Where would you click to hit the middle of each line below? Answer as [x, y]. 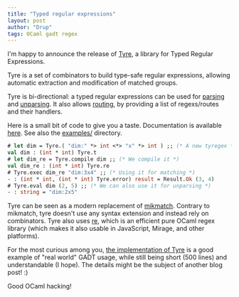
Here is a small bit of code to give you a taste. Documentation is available [115, 126]
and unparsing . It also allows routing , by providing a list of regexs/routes [113, 104]
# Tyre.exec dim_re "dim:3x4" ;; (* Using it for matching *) [101, 172]
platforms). [23, 236]
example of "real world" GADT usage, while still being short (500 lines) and [117, 257]
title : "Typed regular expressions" [62, 14]
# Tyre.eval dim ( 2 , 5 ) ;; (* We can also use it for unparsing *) [110, 185]
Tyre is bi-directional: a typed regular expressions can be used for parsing [116, 97]
